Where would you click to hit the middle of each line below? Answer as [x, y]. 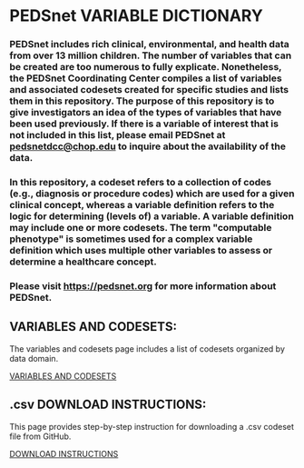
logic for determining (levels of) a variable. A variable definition [152, 216]
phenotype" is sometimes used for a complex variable [131, 239]
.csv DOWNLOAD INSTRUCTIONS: [108, 405]
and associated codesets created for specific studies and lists [149, 90]
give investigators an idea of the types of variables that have [146, 113]
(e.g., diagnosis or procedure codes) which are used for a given [152, 194]
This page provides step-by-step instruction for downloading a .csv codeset [152, 426]
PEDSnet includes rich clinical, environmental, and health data [149, 45]
